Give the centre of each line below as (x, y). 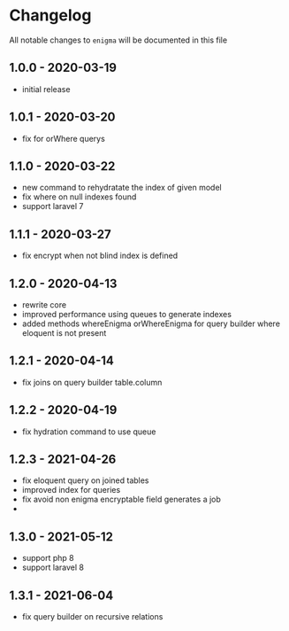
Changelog (50, 16)
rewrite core (44, 305)
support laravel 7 (53, 206)
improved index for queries (71, 490)
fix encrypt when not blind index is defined (100, 256)
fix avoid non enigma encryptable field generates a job (121, 499)
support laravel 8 (53, 567)
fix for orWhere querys (64, 138)
